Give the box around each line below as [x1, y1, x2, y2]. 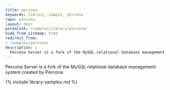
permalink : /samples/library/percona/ [5, 26, 88, 31]
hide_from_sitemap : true [5, 31, 58, 36]
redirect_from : [5, 36, 38, 41]
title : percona [5, 7, 38, 13]
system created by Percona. [5, 69, 65, 75]
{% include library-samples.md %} [5, 79, 78, 85]
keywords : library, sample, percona [5, 12, 83, 17]
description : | [5, 45, 38, 50]
